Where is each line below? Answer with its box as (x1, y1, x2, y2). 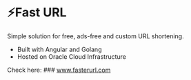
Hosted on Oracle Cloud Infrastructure (17, 52, 126, 61)
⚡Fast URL (7, 5, 67, 21)
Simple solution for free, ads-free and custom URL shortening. (7, 31, 184, 40)
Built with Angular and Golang (17, 45, 102, 53)
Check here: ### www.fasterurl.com (7, 66, 111, 74)
